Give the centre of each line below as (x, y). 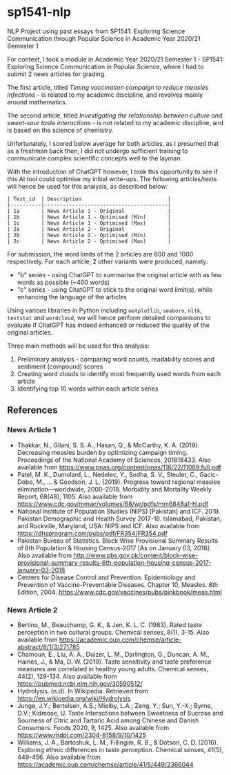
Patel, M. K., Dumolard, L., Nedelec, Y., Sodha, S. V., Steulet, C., (107, 474)
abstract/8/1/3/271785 (48, 646)
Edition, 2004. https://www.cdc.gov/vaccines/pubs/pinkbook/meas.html (119, 592)
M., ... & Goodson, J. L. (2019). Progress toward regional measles (128, 482)
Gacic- (209, 474)
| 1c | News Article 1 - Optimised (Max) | (89, 223)
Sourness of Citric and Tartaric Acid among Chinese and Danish (108, 720)
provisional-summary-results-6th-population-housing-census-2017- (114, 562)
